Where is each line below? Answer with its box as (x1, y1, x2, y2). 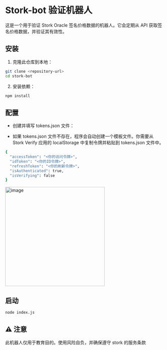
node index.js (5, 310, 35, 315)
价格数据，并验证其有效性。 (9, 28, 67, 34)
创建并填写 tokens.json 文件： (12, 123, 74, 129)
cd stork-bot (5, 73, 33, 78)
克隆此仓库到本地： (12, 59, 53, 65)
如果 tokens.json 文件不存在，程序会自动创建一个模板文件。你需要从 (12, 134, 154, 140)
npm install (5, 93, 30, 98)
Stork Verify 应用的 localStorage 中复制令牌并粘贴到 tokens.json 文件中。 (12, 140, 164, 146)
